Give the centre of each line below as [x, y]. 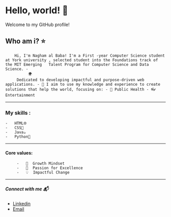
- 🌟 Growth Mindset [41, 164]
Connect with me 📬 [27, 189]
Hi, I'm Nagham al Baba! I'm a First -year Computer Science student [90, 56]
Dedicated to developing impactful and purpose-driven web [80, 80]
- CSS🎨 [15, 128]
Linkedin [22, 204]
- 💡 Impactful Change [43, 173]
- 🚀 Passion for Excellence [50, 168]
